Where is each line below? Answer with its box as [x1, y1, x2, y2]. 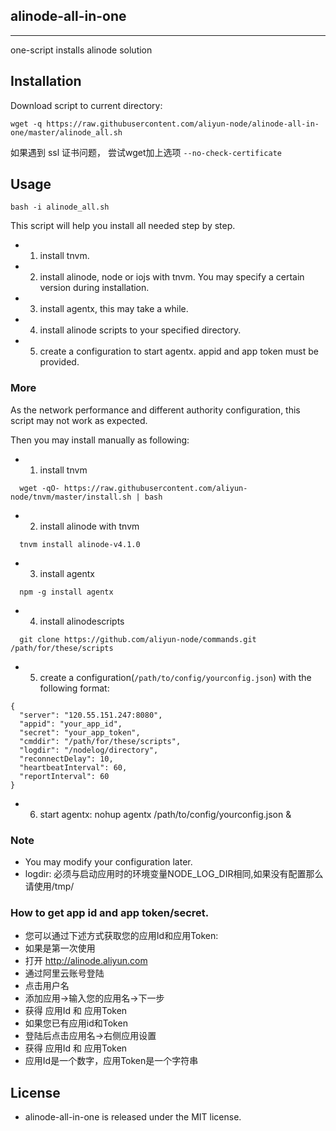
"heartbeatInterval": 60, [19, 762, 128, 773]
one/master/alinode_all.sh [10, 127, 123, 138]
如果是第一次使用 [24, 942, 96, 954]
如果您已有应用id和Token [24, 1017, 128, 1029]
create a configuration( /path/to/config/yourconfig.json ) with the [39, 671, 312, 683]
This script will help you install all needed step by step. [10, 220, 236, 232]
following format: [39, 682, 110, 694]
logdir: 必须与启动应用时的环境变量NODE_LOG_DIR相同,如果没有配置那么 [24, 868, 324, 880]
